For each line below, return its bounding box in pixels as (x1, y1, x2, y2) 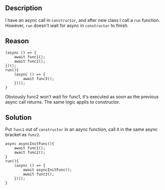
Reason (5, 37, 29, 45)
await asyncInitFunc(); (23, 168, 72, 173)
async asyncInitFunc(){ (5, 141, 55, 146)
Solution (5, 113, 32, 122)
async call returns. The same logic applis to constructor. (5, 99, 120, 105)
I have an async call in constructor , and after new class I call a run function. (5, 17, 161, 23)
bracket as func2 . (5, 132, 41, 138)
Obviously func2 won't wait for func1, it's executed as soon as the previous (5, 94, 159, 99)
